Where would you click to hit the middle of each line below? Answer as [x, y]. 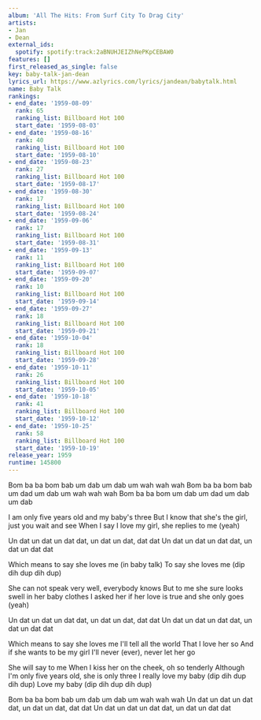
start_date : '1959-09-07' [58, 272]
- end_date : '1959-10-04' [50, 338]
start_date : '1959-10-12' [58, 419]
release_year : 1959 [40, 455]
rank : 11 [29, 257]
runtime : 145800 [35, 463]
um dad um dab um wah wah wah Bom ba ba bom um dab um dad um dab [129, 493]
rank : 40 [29, 140]
